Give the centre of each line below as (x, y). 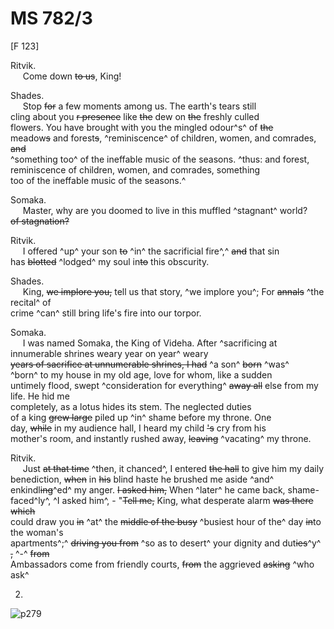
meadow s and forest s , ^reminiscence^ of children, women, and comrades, (163, 138)
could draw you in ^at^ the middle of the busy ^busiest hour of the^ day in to (166, 521)
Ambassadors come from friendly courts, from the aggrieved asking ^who (162, 564)
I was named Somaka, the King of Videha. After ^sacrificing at (150, 343)
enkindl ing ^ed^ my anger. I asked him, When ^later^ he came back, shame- (165, 489)
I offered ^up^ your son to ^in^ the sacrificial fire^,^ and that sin (151, 251)
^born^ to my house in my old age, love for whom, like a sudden (141, 374)
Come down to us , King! (72, 76)
